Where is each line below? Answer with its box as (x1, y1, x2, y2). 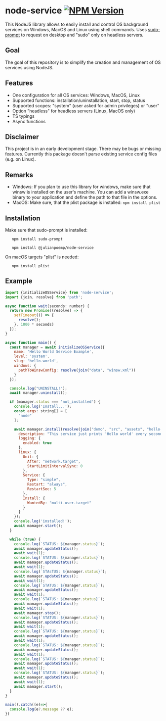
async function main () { (5, 340, 56, 345)
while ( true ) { (9, 537, 41, 542)
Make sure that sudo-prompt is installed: (5, 227, 88, 233)
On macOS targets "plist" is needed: (5, 254, 79, 260)
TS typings (12, 113, 35, 119)
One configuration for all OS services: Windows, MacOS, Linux (12, 92, 140, 98)
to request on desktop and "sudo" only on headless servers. (21, 32, 144, 38)
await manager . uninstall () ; (9, 390, 68, 395)
